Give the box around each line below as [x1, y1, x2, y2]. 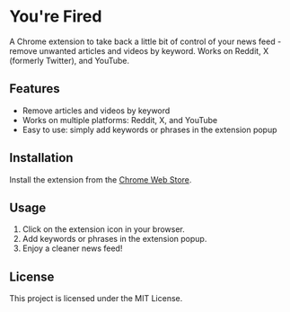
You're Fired [9, 6, 102, 27]
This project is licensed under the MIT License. [9, 293, 183, 304]
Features [9, 81, 60, 96]
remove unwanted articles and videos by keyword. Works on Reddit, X [9, 45, 269, 56]
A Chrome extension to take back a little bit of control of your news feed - [9, 36, 282, 47]
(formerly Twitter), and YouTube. [9, 55, 130, 66]
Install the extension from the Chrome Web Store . [9, 174, 192, 185]
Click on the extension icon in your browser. [22, 224, 186, 235]
